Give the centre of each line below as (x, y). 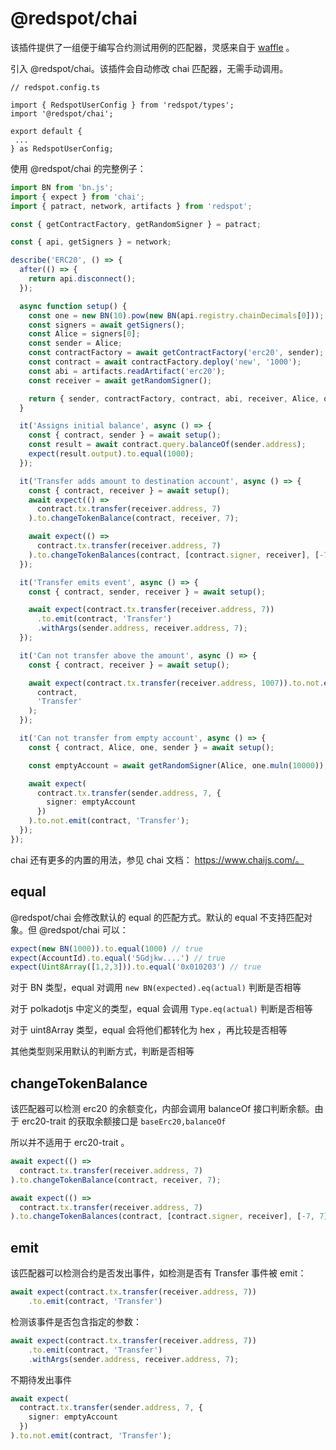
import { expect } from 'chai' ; (77, 197)
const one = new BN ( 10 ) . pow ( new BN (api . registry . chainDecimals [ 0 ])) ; (176, 315)
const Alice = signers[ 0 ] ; (84, 334)
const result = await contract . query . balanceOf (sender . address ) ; (167, 445)
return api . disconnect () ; (82, 279)
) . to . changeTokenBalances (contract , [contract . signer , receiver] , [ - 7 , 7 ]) (171, 1217)
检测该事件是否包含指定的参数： (76, 1321)
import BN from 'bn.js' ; (62, 187)
